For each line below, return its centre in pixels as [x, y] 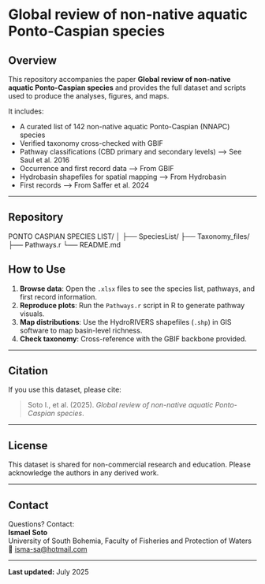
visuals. [32, 314]
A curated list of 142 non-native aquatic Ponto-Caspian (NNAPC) [125, 126]
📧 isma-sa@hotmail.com [48, 549]
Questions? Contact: [41, 524]
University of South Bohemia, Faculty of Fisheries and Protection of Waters [130, 541]
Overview [33, 60]
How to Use [37, 270]
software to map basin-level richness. [81, 330]
